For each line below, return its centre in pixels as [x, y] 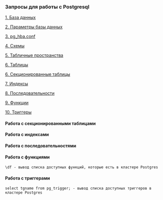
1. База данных [20, 18]
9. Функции [17, 103]
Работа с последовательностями [41, 146]
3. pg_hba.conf [20, 36]
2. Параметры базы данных [34, 27]
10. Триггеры [18, 112]
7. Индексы [17, 84]
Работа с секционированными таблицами [51, 123]
